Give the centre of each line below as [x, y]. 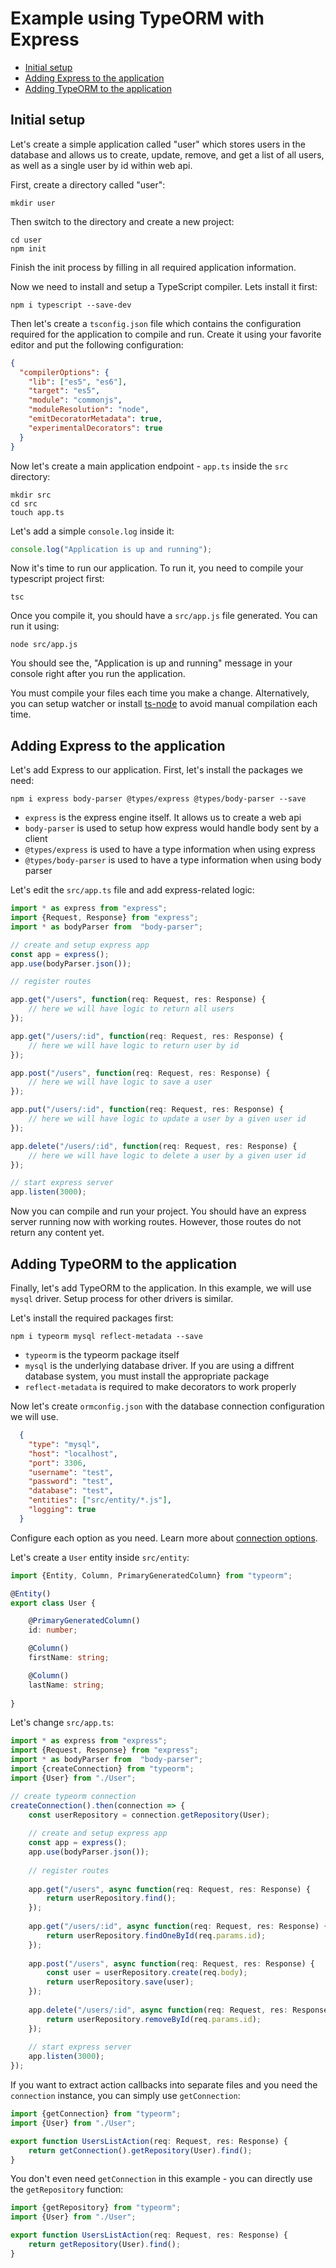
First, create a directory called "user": [88, 184]
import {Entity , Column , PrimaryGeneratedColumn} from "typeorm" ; [151, 1575]
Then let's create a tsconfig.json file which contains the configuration [156, 323]
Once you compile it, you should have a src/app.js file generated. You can [164, 616]
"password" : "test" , [71, 1482]
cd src [24, 503]
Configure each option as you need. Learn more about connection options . [164, 1538]
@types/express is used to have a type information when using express [170, 849]
